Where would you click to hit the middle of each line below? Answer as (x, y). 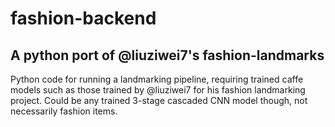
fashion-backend (83, 18)
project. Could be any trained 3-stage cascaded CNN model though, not (159, 100)
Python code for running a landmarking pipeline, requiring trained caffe (157, 79)
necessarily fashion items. (64, 111)
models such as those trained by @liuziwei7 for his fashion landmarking (158, 90)
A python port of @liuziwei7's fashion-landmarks (167, 55)
